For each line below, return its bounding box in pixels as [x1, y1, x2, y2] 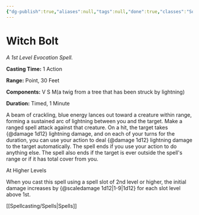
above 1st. [6, 191, 31, 198]
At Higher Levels [6, 166, 47, 174]
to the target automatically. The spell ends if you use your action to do [6, 143, 177, 150]
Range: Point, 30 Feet [6, 76, 60, 84]
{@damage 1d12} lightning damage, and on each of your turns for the [6, 130, 175, 137]
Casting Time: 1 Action [6, 65, 62, 72]
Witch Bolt [6, 34, 59, 47]
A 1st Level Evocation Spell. [6, 54, 73, 61]
